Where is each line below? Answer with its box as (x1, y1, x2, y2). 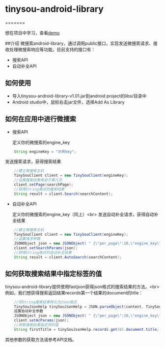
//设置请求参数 (14, 236, 41, 242)
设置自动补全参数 (14, 309, 43, 314)
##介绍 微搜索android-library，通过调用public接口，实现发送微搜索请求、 (5, 40, 154, 46)
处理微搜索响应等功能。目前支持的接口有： (9, 46, 96, 52)
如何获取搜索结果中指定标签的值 (5, 270, 102, 278)
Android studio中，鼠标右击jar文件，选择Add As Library (12, 99, 125, 105)
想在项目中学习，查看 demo (5, 30, 60, 35)
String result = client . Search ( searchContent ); (14, 191, 113, 196)
